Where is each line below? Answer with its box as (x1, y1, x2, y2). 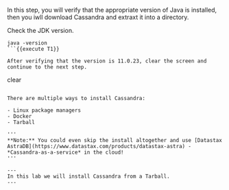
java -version (7, 40, 48, 47)
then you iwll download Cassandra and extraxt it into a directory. (7, 13, 189, 21)
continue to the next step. (7, 64, 88, 71)
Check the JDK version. (7, 27, 74, 34)
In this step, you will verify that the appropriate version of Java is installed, (7, 6, 217, 14)
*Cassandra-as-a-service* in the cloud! (7, 149, 125, 156)
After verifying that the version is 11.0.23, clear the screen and (7, 58, 207, 64)
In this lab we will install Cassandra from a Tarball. (7, 173, 170, 180)
